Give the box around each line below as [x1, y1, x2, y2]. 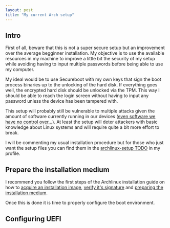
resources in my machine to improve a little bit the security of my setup [5, 56, 155, 62]
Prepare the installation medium [5, 165, 110, 174]
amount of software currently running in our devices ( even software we [5, 113, 156, 120]
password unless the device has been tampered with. [5, 98, 118, 104]
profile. [5, 150, 20, 156]
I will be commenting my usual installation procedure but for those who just [5, 140, 164, 146]
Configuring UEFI [5, 214, 61, 223]
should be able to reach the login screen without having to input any [5, 93, 149, 99]
